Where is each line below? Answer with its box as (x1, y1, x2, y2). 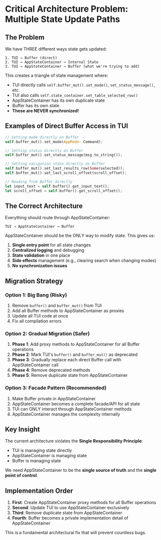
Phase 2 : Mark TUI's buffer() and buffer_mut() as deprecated (12, 352, 138, 357)
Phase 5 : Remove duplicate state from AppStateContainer (12, 372, 128, 378)
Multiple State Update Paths (5, 14, 120, 25)
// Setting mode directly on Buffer (5, 135, 79, 140)
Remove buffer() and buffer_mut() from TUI (12, 303, 102, 309)
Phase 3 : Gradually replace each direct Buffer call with (12, 357, 121, 363)
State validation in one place (12, 252, 70, 259)
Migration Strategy (5, 277, 64, 285)
